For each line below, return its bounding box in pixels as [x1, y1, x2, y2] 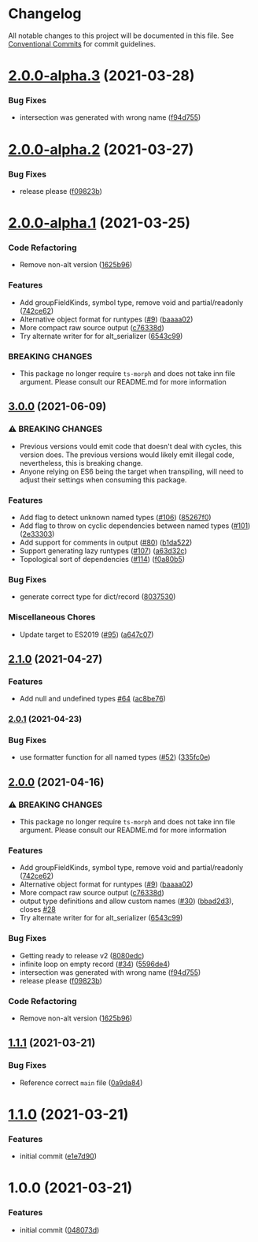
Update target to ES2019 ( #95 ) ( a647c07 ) [19, 630, 154, 639]
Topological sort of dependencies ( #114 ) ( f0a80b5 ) [19, 554, 186, 563]
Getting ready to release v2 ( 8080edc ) [19, 950, 145, 960]
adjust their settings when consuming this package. [19, 474, 187, 485]
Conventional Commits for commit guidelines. [8, 39, 156, 48]
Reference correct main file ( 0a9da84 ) [19, 1077, 143, 1088]
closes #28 [19, 905, 57, 914]
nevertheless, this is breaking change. [19, 458, 143, 467]
